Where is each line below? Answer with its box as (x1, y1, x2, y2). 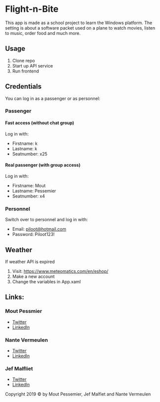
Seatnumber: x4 (12, 193, 45, 199)
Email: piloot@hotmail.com (12, 226, 66, 232)
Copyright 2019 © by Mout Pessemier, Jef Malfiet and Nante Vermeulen (5, 391, 151, 397)
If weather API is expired (5, 259, 55, 265)
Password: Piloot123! (12, 232, 55, 237)
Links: (5, 293, 25, 301)
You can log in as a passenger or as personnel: (5, 95, 100, 101)
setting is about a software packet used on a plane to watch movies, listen (5, 25, 156, 31)
